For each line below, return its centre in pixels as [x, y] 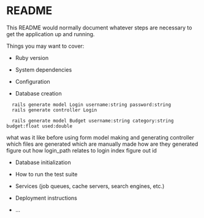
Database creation [39, 93]
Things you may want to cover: [45, 46]
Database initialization [43, 162]
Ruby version [32, 58]
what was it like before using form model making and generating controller [100, 137]
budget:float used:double [39, 126]
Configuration [32, 81]
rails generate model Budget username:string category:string [93, 121]
